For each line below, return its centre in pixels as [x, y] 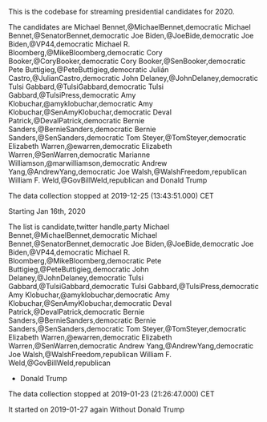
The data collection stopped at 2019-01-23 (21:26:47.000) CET [111, 394]
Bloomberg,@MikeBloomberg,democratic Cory [85, 52]
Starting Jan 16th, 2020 [47, 211]
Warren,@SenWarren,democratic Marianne [79, 155]
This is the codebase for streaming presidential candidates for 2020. [121, 12]
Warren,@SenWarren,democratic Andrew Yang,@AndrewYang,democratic [131, 346]
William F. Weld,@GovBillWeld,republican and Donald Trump [108, 180]
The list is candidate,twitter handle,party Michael [89, 227]
